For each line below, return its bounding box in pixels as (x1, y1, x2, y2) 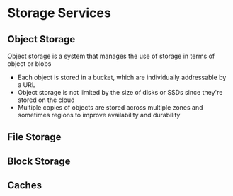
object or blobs (7, 59, 52, 68)
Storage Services (7, 5, 111, 21)
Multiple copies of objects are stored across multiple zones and (17, 103, 203, 111)
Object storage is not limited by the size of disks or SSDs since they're (17, 88, 223, 96)
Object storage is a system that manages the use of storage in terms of (7, 52, 215, 60)
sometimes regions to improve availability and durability (17, 111, 181, 119)
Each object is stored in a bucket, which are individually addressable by (17, 73, 227, 81)
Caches (7, 179, 42, 192)
